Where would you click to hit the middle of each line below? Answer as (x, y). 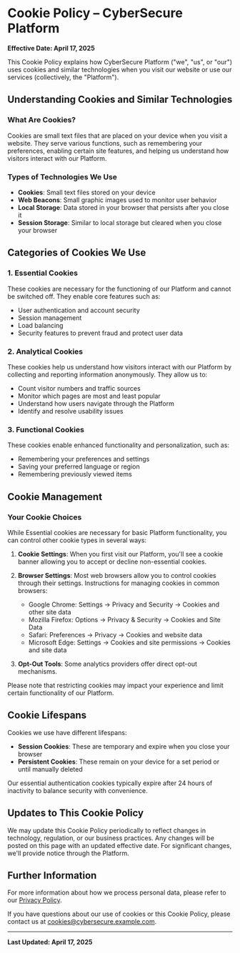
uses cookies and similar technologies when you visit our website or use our (120, 69)
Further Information (52, 875)
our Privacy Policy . (35, 900)
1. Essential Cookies (43, 273)
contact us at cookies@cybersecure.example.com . (82, 922)
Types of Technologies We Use (62, 176)
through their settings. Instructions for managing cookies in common (119, 583)
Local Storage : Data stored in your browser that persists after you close (123, 207)
